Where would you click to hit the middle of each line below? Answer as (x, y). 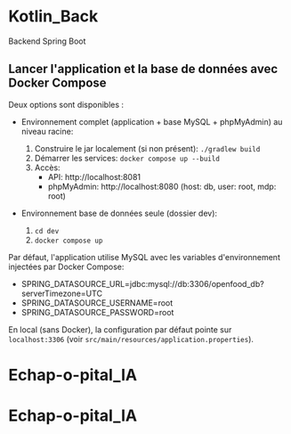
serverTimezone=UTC (62, 293)
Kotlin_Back (53, 16)
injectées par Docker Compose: (66, 266)
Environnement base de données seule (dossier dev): (119, 213)
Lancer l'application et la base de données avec (143, 69)
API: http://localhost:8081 (94, 176)
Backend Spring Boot (47, 41)
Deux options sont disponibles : (66, 104)
